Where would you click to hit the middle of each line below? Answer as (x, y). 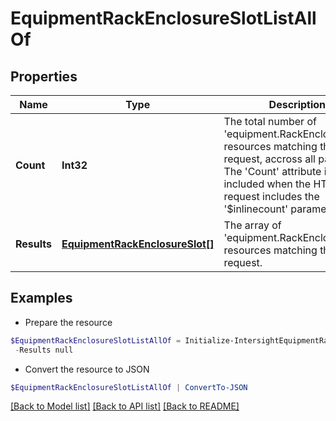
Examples (41, 298)
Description (297, 104)
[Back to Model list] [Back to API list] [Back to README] (125, 406)
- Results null (44, 350)
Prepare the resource (68, 322)
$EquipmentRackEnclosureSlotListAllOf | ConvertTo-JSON (129, 387)
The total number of (270, 121)
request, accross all (269, 159)
